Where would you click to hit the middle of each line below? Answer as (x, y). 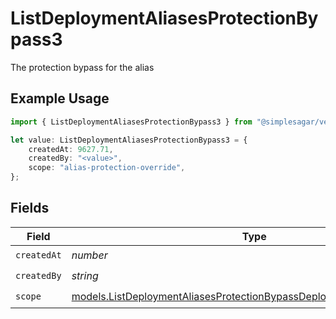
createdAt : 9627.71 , (71, 149)
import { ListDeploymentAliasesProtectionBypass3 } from (131, 122)
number (89, 255)
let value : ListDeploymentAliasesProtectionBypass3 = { (129, 140)
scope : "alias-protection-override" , (107, 168)
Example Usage (60, 98)
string (85, 276)
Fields (30, 208)
